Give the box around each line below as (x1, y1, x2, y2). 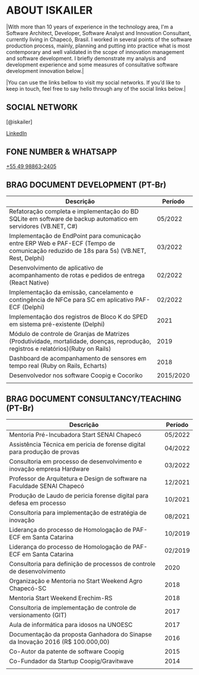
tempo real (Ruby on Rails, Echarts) (9, 362, 107, 370)
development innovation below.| (6, 67, 84, 74)
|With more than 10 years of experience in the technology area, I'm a (6, 23, 174, 30)
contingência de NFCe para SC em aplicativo (9, 296, 134, 304)
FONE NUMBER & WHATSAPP (6, 147, 117, 157)
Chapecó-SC (9, 584, 47, 592)
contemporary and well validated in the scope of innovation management (6, 48, 185, 55)
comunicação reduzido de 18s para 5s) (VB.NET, (9, 247, 146, 255)
